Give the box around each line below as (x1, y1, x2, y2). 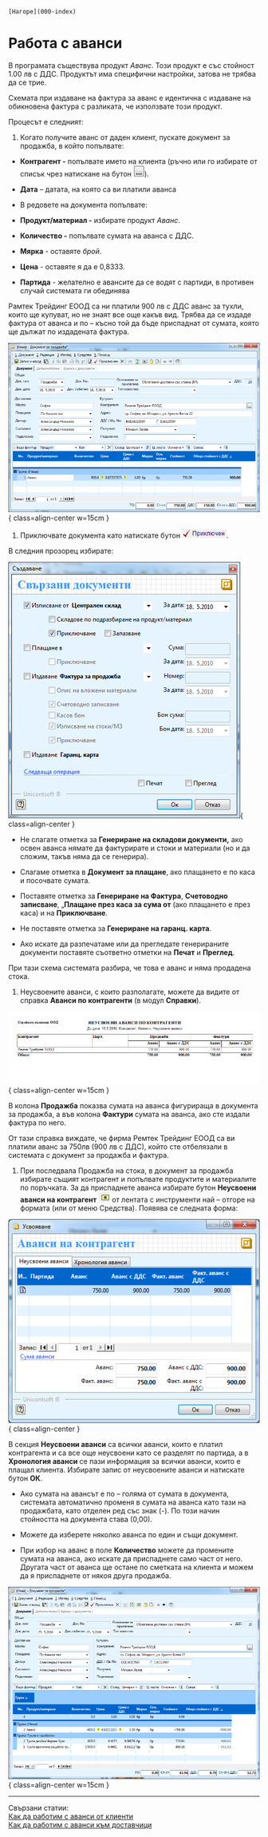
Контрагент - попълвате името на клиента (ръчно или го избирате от (19, 156, 258, 166)
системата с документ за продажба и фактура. (8, 1151, 169, 1160)
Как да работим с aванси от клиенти (8, 1811, 134, 1821)
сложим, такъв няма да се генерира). (19, 851, 149, 861)
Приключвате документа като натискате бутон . (19, 531, 229, 540)
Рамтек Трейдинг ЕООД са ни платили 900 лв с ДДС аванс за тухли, (8, 301, 244, 311)
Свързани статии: (8, 1803, 69, 1812)
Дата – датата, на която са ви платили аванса (19, 184, 177, 194)
